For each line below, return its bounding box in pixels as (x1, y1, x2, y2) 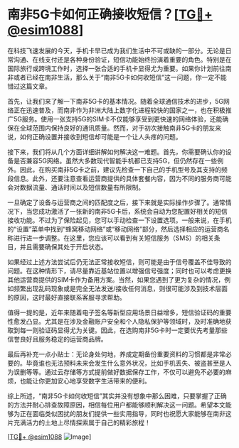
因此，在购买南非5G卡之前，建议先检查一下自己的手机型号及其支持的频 (19, 165, 228, 174)
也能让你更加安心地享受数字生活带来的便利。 (19, 376, 151, 385)
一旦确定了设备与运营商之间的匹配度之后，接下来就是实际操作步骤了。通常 (7, 198, 225, 207)
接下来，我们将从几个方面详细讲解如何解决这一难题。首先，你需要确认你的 (7, 147, 225, 156)
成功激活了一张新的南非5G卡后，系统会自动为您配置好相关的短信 (38, 207, 228, 215)
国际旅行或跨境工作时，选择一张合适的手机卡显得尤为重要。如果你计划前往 (7, 64, 225, 72)
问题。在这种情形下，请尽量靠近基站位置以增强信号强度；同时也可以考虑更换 (7, 266, 232, 275)
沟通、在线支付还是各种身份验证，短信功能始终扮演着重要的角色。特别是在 (13, 55, 232, 64)
